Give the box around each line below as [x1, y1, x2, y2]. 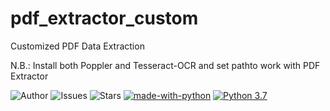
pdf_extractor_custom [10, 7, 199, 30]
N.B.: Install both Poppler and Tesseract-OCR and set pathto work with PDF [10, 59, 321, 71]
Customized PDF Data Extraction [10, 40, 145, 52]
